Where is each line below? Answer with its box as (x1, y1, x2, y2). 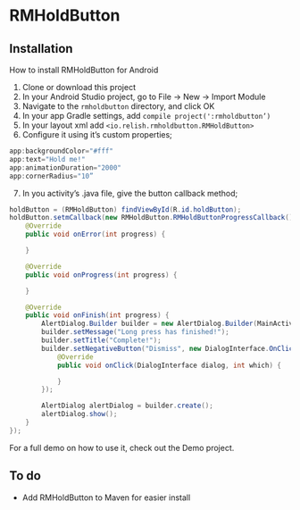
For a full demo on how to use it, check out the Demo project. (9, 442, 235, 453)
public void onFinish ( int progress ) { (25, 311, 170, 320)
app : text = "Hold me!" (9, 155, 87, 163)
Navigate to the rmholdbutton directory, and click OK (21, 101, 215, 112)
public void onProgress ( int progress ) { (25, 270, 178, 280)
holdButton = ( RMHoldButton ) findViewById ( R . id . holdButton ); (9, 205, 242, 214)
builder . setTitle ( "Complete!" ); (41, 336, 162, 345)
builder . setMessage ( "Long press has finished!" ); (41, 328, 229, 337)
